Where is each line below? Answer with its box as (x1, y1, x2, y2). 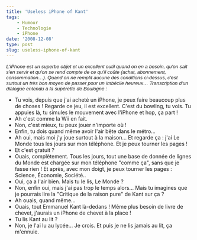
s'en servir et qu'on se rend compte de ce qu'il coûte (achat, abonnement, (6, 69, 167, 75)
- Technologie (17, 25, 51, 31)
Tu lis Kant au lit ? (14, 215, 58, 222)
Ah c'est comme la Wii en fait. (14, 115, 88, 122)
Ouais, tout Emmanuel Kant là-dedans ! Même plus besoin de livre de (14, 203, 183, 210)
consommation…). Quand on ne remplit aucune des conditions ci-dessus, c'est (6, 74, 178, 80)
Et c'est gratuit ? (14, 146, 55, 154)
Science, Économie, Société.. (14, 171, 86, 179)
